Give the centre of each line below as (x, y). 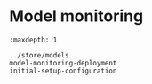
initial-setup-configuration (63, 71)
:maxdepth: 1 (33, 40)
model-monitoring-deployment (63, 63)
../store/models (39, 55)
